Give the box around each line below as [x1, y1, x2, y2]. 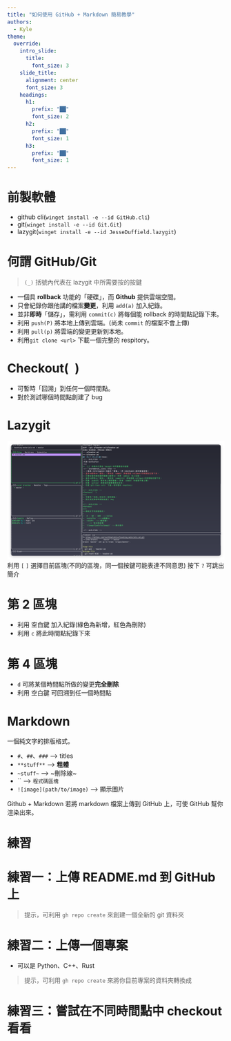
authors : [7, 18, 32, 26]
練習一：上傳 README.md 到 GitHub [7, 869, 216, 885]
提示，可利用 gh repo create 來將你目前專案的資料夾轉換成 [23, 976, 192, 984]
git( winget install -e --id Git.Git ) [17, 220, 122, 229]
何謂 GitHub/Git [7, 254, 97, 269]
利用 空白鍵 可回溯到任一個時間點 [17, 689, 112, 697]
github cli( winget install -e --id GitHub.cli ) [17, 213, 150, 221]
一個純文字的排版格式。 [7, 737, 74, 745]
